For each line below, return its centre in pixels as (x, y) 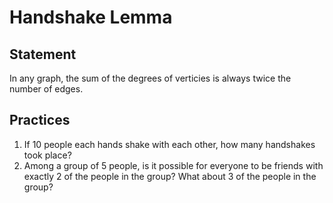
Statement (43, 54)
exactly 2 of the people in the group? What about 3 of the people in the (170, 176)
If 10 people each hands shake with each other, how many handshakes (169, 144)
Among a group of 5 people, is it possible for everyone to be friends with (173, 165)
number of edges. (46, 89)
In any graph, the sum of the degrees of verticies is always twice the (150, 78)
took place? (47, 155)
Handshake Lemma (91, 17)
